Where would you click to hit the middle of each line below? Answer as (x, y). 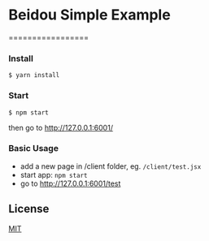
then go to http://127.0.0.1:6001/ (61, 127)
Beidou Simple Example (89, 15)
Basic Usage (34, 148)
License (29, 209)
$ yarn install (34, 75)
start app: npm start (54, 174)
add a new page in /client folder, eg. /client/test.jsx (111, 166)
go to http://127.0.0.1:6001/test (70, 183)
